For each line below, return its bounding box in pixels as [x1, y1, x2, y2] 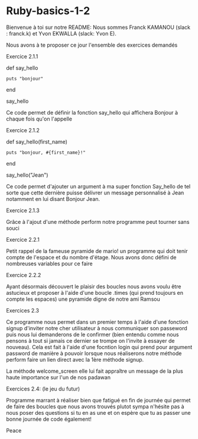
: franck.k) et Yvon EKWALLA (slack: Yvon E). [6, 30, 116, 37]
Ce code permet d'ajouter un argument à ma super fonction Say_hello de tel [6, 183, 191, 190]
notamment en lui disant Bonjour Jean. [6, 195, 100, 202]
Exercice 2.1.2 [6, 126, 40, 134]
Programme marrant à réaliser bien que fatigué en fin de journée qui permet [6, 396, 191, 404]
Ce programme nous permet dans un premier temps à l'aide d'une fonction [6, 318, 189, 326]
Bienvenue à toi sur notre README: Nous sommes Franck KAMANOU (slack [6, 24, 191, 31]
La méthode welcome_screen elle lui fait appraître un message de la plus [6, 368, 183, 375]
